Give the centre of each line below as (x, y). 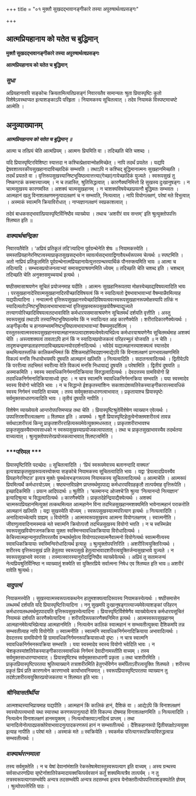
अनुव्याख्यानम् (24, 125)
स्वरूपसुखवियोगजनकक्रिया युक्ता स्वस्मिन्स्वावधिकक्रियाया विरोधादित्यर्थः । (73, 530)
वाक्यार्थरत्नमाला (23, 754)
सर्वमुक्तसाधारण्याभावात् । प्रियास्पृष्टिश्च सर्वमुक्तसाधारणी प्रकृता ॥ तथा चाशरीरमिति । (83, 657)
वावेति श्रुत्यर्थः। (20, 570)
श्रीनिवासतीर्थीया (22, 692)
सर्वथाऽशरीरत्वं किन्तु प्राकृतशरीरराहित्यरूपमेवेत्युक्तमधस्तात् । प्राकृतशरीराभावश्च (78, 423)
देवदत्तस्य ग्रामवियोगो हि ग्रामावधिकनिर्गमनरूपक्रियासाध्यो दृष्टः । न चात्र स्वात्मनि (77, 638)
